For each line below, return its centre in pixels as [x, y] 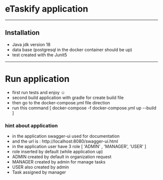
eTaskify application [47, 9]
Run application [37, 79]
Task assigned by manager [39, 172]
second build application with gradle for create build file [68, 98]
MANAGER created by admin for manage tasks [59, 162]
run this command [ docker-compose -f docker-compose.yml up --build [84, 108]
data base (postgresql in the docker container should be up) [72, 49]
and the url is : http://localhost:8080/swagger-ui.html [65, 141]
